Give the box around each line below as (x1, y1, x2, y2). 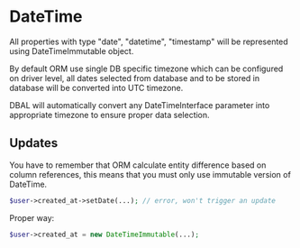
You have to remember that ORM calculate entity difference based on (9, 160, 267, 170)
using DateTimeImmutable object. (9, 45, 134, 56)
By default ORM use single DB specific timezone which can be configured (9, 63, 284, 74)
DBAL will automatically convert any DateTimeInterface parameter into (9, 99, 270, 110)
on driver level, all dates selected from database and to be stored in (9, 72, 260, 83)
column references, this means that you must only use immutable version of (9, 169, 291, 179)
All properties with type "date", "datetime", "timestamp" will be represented (9, 36, 288, 47)
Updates (9, 135, 59, 151)
